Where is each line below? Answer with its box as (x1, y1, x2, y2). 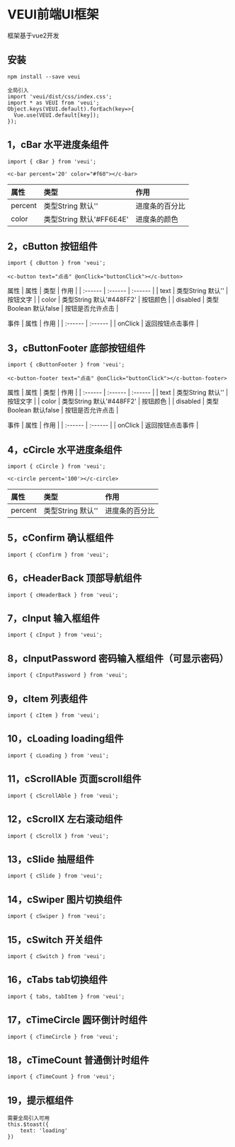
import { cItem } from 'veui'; (7, 712, 100, 719)
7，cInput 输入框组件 (7, 613, 101, 625)
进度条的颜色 (135, 214, 178, 224)
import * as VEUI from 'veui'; (7, 99, 100, 106)
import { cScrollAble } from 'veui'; (7, 792, 119, 800)
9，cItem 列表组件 (7, 693, 88, 705)
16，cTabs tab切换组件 (7, 974, 108, 986)
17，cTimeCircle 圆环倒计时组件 (7, 1014, 148, 1026)
